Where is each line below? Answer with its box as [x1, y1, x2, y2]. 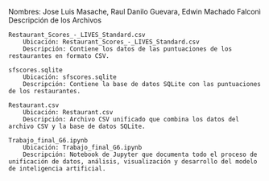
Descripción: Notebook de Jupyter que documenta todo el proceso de [23, 150, 258, 158]
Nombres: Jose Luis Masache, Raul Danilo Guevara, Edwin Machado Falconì [8, 7, 262, 16]
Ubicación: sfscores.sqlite [23, 73, 117, 81]
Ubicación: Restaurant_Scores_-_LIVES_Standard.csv [23, 38, 200, 46]
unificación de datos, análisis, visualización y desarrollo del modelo [8, 158, 258, 166]
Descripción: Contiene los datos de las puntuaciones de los [23, 45, 232, 53]
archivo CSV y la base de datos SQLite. [8, 122, 147, 130]
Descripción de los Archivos [8, 15, 102, 25]
